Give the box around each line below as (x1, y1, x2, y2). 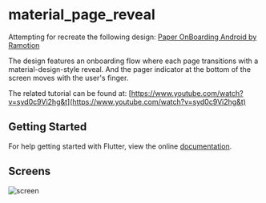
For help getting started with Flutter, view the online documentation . (8, 141, 232, 151)
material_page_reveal (8, 6, 156, 24)
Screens (8, 165, 50, 178)
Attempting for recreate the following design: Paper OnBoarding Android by (8, 32, 257, 42)
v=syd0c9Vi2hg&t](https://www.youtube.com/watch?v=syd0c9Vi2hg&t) (8, 97, 247, 106)
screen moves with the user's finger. (8, 73, 129, 82)
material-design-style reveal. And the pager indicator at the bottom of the (8, 64, 251, 74)
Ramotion (8, 40, 40, 50)
